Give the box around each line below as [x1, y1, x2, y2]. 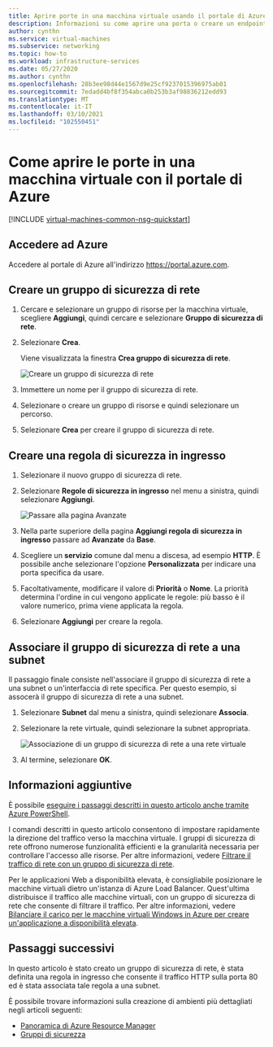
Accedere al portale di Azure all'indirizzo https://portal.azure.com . [8, 260, 230, 269]
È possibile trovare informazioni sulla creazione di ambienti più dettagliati [8, 996, 253, 1006]
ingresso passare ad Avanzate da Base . [19, 534, 156, 545]
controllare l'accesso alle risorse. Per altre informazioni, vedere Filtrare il [8, 850, 251, 860]
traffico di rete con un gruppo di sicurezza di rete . [8, 859, 175, 869]
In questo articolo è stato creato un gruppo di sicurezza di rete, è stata [8, 963, 244, 973]
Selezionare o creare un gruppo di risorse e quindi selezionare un [19, 400, 240, 411]
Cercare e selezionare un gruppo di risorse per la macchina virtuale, [19, 304, 249, 314]
